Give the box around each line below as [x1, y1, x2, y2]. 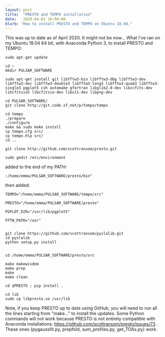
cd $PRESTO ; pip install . [5, 283, 64, 289]
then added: [5, 182, 30, 188]
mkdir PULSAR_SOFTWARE [5, 68, 52, 73]
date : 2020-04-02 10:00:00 [5, 16, 66, 21]
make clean [5, 275, 28, 280]
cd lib [5, 292, 19, 297]
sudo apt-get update [5, 55, 48, 60]
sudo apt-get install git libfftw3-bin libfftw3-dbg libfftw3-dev [5, 77, 146, 82]
